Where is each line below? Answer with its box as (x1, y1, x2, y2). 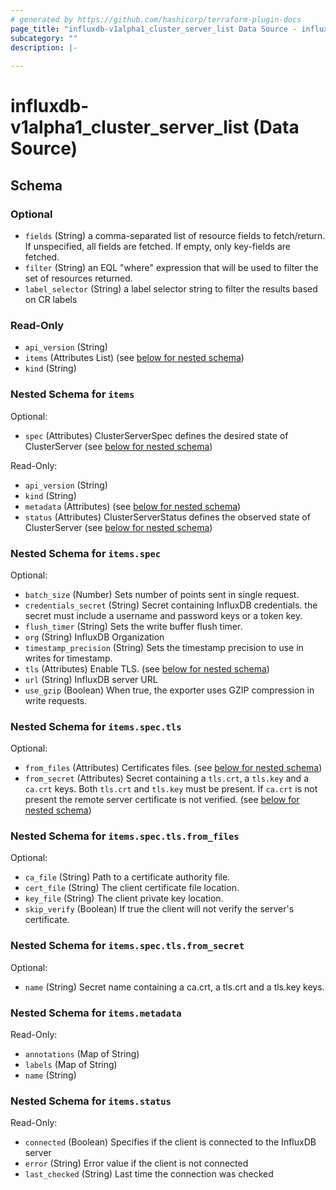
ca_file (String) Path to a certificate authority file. (24, 871, 231, 883)
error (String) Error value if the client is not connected (24, 1157, 249, 1170)
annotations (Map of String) (24, 1048, 140, 1060)
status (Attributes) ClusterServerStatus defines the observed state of (24, 511, 311, 523)
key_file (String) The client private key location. (24, 892, 224, 905)
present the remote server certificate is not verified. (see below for (24, 794, 300, 806)
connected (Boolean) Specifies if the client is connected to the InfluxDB (24, 1136, 317, 1148)
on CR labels (24, 294, 78, 305)
